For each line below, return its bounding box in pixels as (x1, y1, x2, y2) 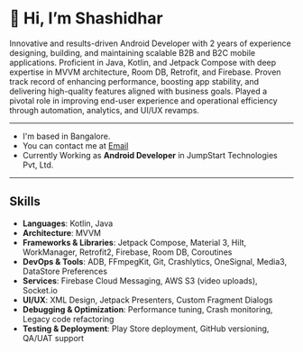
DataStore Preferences (22, 266, 108, 276)
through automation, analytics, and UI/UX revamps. (9, 104, 200, 115)
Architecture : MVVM (22, 227, 102, 238)
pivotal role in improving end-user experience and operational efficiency (9, 95, 278, 106)
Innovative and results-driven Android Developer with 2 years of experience (9, 38, 291, 49)
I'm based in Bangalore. (22, 131, 111, 141)
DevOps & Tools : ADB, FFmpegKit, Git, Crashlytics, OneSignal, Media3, (22, 256, 287, 266)
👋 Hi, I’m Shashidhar (9, 8, 164, 29)
